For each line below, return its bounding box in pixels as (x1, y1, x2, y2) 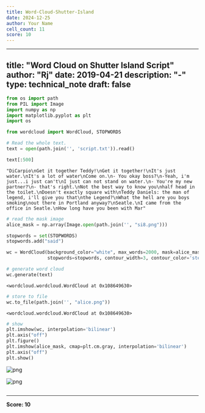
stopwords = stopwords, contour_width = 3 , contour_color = (47, 255, 190, 261)
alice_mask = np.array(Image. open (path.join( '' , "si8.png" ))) (6, 221, 168, 228)
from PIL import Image (6, 101, 64, 107)
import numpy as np (6, 106, 56, 113)
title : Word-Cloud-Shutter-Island (6, 9, 95, 15)
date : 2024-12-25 (6, 15, 51, 21)
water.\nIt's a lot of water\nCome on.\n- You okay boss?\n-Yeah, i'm (6, 173, 190, 179)
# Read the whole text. (6, 140, 67, 147)
